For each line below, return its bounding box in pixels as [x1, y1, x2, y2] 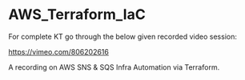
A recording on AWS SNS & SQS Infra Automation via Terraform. [8, 62, 220, 72]
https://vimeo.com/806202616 [8, 47, 110, 56]
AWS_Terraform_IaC [8, 6, 146, 24]
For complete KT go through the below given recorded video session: [8, 32, 238, 41]
